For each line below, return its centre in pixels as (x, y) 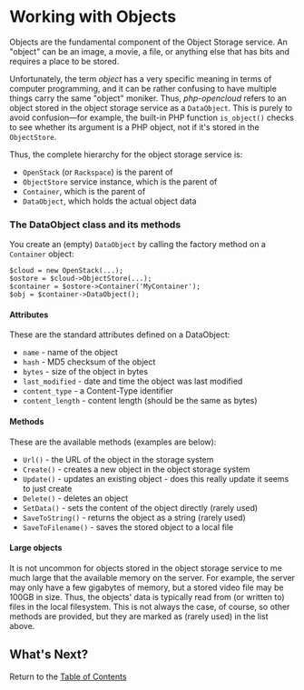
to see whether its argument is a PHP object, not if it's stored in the (135, 127)
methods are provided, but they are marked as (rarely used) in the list (139, 616)
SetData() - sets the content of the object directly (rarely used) (140, 507)
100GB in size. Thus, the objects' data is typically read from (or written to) (147, 596)
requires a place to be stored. (64, 61)
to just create (47, 488)
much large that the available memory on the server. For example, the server (152, 577)
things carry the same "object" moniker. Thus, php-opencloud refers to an (148, 98)
